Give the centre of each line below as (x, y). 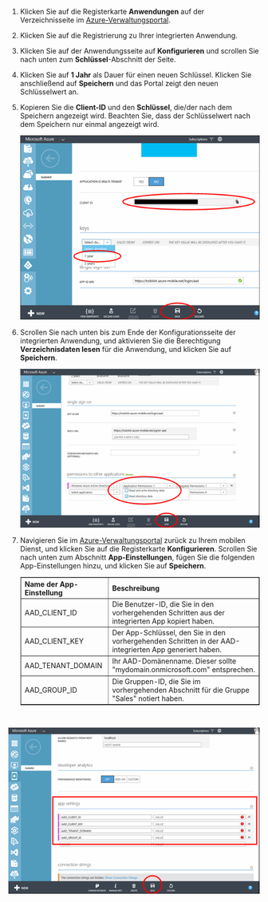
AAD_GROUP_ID (51, 690)
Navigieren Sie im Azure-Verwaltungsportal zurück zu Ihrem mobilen (132, 540)
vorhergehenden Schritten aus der (168, 612)
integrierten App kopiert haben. (164, 621)
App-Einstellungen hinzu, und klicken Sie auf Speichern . (113, 566)
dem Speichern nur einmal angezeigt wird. (89, 124)
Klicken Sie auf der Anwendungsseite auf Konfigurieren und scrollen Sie (139, 51)
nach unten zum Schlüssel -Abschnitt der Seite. (98, 59)
